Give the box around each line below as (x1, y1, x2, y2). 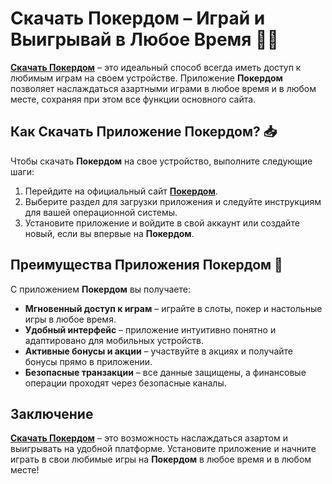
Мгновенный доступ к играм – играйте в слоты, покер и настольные (24, 302, 323, 314)
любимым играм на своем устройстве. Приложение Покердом (10, 72, 283, 84)
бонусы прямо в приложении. (24, 355, 153, 367)
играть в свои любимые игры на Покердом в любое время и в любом (10, 453, 312, 466)
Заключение (10, 405, 94, 422)
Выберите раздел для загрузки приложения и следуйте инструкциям (24, 195, 322, 207)
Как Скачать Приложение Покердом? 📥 (10, 123, 278, 141)
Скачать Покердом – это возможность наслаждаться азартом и (10, 432, 288, 444)
